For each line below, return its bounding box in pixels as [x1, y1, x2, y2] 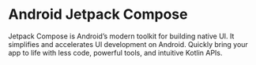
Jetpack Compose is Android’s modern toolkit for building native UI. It [8, 31, 235, 41]
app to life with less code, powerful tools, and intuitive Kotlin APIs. [8, 48, 223, 57]
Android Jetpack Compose [8, 5, 188, 23]
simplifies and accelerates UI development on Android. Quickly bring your [8, 39, 249, 49]
